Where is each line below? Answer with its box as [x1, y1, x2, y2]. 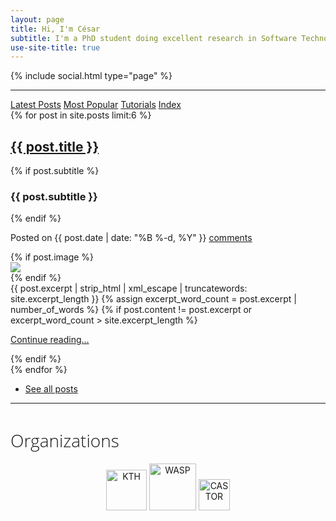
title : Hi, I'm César [10, 24, 101, 34]
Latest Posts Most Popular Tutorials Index [10, 99, 182, 111]
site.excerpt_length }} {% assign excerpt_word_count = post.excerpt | [10, 293, 297, 305]
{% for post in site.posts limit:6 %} [10, 109, 152, 121]
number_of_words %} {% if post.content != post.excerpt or [10, 304, 253, 316]
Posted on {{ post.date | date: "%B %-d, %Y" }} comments [10, 232, 253, 244]
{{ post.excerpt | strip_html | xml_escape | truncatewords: [10, 282, 248, 295]
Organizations [10, 427, 120, 453]
